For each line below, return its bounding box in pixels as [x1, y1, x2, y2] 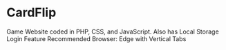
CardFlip [6, 5, 57, 21]
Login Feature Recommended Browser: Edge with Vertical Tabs [6, 34, 187, 42]
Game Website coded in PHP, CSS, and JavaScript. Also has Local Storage [6, 27, 219, 36]
